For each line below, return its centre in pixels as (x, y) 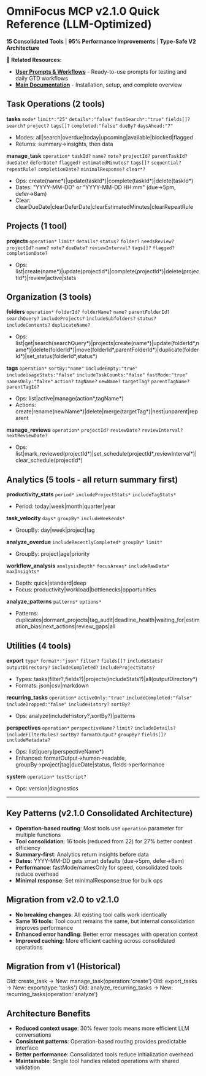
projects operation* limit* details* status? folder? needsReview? (90, 241)
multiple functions (38, 835)
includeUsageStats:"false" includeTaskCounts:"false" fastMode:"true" (97, 375)
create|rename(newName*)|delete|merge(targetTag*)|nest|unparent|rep (106, 411)
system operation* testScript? (47, 776)
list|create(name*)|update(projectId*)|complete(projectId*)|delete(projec (107, 271)
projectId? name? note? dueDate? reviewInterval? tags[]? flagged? (90, 248)
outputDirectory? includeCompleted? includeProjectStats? (81, 668)
